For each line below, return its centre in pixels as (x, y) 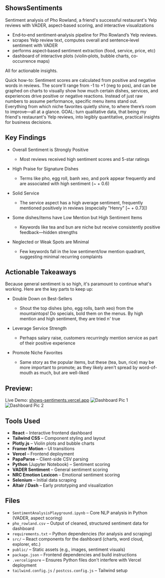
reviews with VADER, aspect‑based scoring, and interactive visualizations (80, 25)
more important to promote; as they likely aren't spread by (79, 368)
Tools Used (23, 421)
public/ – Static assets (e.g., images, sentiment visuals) (69, 549)
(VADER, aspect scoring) (37, 518)
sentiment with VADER (35, 45)
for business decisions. (29, 122)
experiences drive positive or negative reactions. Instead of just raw (74, 96)
